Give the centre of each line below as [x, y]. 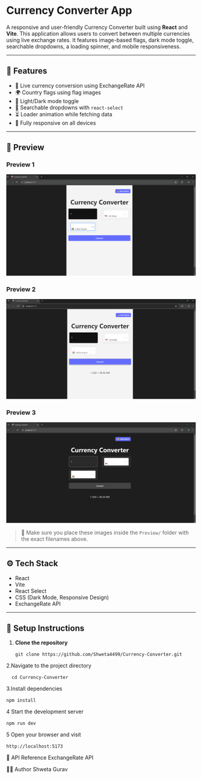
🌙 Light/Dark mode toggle [47, 101]
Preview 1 [20, 165]
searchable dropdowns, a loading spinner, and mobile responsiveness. [94, 46]
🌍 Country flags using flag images [58, 92]
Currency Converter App [69, 11]
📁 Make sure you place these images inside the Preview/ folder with [105, 532]
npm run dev [21, 724]
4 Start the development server [45, 711]
